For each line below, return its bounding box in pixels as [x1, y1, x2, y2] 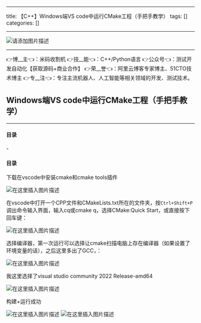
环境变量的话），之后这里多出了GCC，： [6, 247, 102, 254]
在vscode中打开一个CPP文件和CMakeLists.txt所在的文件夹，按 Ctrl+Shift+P [6, 199, 193, 206]
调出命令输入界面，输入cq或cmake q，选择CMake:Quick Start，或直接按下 [6, 207, 190, 214]
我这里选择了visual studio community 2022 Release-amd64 [6, 273, 153, 280]
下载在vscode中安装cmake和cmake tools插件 [6, 174, 118, 181]
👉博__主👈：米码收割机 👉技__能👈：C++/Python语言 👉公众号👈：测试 [6, 56, 187, 63]
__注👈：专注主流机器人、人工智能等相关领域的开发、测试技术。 [35, 74, 193, 81]
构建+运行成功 [6, 298, 42, 305]
